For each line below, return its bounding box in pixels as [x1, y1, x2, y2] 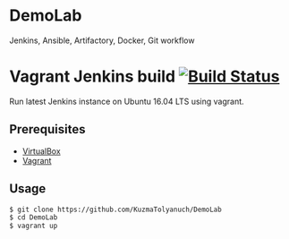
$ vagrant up [9, 221, 58, 231]
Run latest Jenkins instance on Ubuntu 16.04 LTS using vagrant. [9, 96, 244, 107]
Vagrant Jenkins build [9, 66, 176, 87]
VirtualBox [21, 145, 61, 157]
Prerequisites [9, 122, 86, 137]
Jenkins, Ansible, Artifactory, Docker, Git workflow [9, 35, 195, 46]
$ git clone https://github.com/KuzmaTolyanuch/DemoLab [9, 205, 222, 214]
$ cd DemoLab [9, 213, 58, 222]
